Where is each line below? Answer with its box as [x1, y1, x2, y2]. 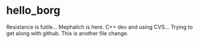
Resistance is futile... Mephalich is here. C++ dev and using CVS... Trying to [6, 23, 193, 30]
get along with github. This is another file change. [6, 29, 129, 36]
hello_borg [6, 4, 61, 17]
